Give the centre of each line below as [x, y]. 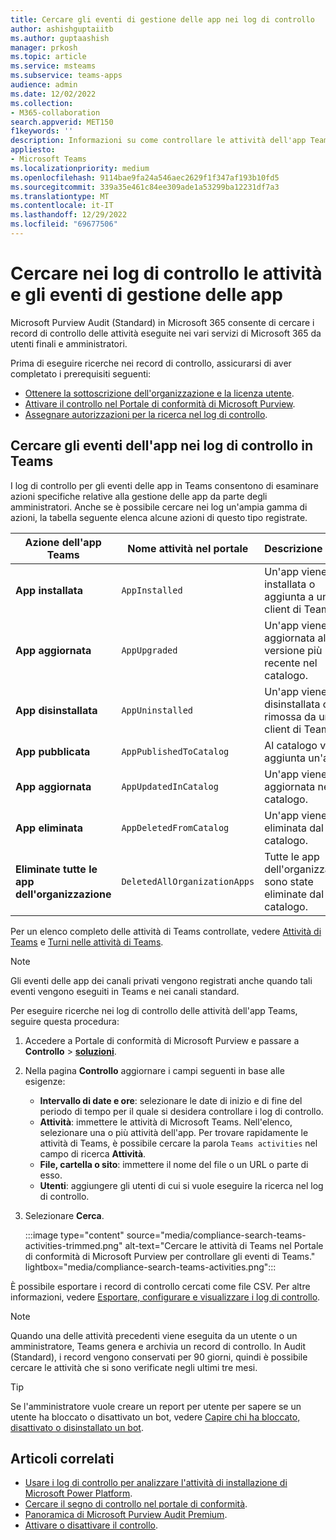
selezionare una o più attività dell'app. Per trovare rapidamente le [174, 1132]
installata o [290, 584]
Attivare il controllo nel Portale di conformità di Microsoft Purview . [160, 403]
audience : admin [44, 85]
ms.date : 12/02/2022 [53, 94]
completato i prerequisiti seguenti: [81, 373]
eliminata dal [294, 828]
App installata [49, 590]
